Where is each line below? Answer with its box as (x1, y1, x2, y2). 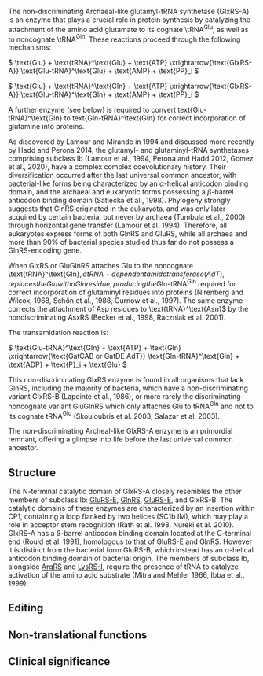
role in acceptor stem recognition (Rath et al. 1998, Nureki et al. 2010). (8, 520, 234, 530)
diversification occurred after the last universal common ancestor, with (8, 171, 237, 180)
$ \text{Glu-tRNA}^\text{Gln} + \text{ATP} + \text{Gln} (8, 342, 182, 353)
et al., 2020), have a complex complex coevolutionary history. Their (8, 162, 226, 172)
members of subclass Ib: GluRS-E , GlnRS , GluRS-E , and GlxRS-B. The (8, 495, 233, 504)
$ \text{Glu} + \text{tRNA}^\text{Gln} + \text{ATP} (8, 82, 168, 91)
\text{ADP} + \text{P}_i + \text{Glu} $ (8, 360, 127, 369)
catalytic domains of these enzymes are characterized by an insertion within (8, 504, 255, 513)
